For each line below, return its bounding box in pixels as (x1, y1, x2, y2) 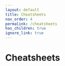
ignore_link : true (5, 30, 44, 35)
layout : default (5, 7, 39, 12)
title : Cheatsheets (5, 12, 46, 17)
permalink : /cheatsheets (5, 21, 57, 26)
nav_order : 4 (5, 16, 33, 21)
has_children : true (5, 26, 46, 31)
